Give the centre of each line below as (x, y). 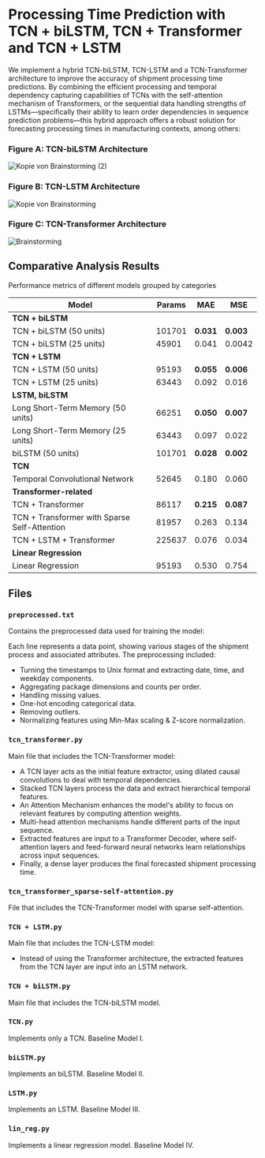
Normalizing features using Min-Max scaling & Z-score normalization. (132, 720)
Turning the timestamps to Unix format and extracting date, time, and (132, 670)
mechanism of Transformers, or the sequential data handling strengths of (127, 103)
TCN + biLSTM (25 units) (59, 343)
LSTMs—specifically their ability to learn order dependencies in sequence (129, 111)
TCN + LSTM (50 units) (55, 369)
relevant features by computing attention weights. (100, 813)
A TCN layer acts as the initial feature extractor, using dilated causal (130, 771)
